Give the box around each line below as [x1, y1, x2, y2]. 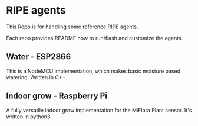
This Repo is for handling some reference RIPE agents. [6, 23, 138, 30]
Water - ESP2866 [6, 51, 71, 62]
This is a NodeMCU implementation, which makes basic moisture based [6, 67, 181, 75]
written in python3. [6, 113, 52, 120]
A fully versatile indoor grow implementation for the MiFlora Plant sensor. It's [6, 106, 192, 114]
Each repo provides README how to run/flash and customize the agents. [6, 34, 183, 41]
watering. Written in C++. [6, 73, 68, 80]
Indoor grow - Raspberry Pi [6, 91, 108, 101]
